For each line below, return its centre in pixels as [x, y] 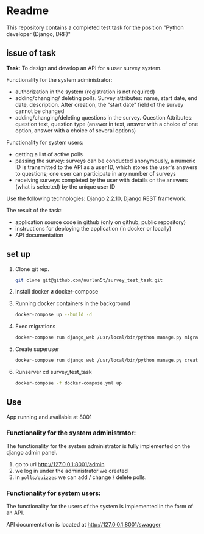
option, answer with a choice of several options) [76, 130]
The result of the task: [34, 210]
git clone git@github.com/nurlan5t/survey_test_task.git [89, 280]
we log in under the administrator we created [72, 471]
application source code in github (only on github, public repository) [100, 222]
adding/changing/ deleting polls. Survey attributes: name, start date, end [106, 98]
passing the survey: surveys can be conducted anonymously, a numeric [105, 161]
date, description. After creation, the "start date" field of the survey [99, 104]
